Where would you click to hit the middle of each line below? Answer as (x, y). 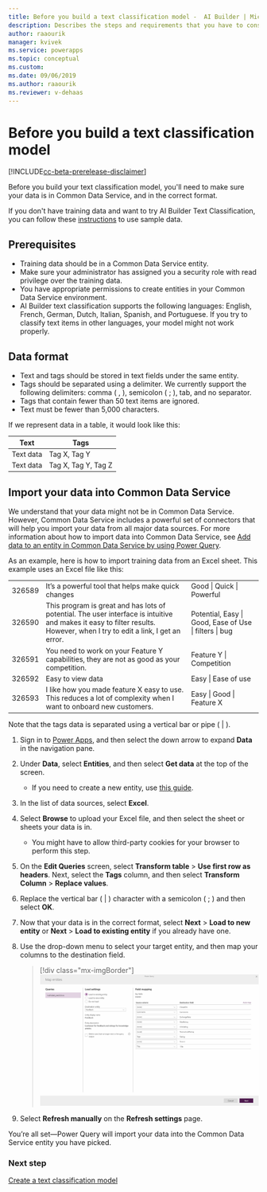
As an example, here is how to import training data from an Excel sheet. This (133, 561)
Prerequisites (42, 244)
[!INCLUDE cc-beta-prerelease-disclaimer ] (77, 172)
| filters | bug (211, 631)
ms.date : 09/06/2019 (43, 76)
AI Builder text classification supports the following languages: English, (135, 306)
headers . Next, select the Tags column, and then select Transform (130, 874)
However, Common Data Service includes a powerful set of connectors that (132, 520)
